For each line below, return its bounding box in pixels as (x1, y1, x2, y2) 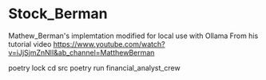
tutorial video (8, 39, 52, 48)
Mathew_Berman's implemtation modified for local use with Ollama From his (8, 31, 259, 40)
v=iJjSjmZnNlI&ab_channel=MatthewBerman (8, 48, 155, 57)
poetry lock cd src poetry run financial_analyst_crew (8, 63, 181, 72)
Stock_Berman (8, 5, 108, 23)
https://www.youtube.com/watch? (53, 39, 165, 48)
